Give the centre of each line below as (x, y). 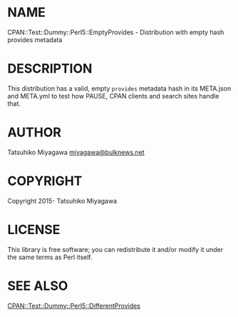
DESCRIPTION (50, 69)
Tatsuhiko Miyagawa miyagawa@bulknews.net (76, 152)
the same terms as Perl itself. (50, 257)
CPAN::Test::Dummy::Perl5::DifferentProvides (74, 306)
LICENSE (34, 230)
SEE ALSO (38, 286)
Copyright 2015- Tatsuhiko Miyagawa (62, 201)
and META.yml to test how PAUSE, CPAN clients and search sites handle (113, 96)
